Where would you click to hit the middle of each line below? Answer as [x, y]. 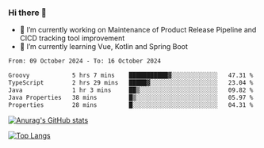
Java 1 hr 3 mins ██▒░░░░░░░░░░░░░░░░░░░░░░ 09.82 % [131, 90]
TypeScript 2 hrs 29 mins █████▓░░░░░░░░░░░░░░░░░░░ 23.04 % [131, 83]
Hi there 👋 [28, 13]
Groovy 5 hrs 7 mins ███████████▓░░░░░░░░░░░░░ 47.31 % [131, 76]
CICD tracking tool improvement [72, 38]
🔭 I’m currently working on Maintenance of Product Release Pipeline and [138, 30]
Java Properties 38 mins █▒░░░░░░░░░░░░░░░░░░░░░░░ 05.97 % [131, 97]
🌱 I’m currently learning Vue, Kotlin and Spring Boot [104, 47]
